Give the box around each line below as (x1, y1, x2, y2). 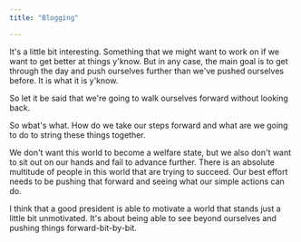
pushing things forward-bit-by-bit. (9, 222, 138, 233)
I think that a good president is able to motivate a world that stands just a (9, 203, 281, 214)
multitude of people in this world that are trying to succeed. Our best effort (9, 166, 288, 177)
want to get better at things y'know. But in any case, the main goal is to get (9, 55, 288, 66)
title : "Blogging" (9, 13, 79, 23)
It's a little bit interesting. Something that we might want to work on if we (9, 46, 279, 57)
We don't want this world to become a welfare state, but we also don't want (9, 147, 292, 158)
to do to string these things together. (9, 129, 146, 140)
